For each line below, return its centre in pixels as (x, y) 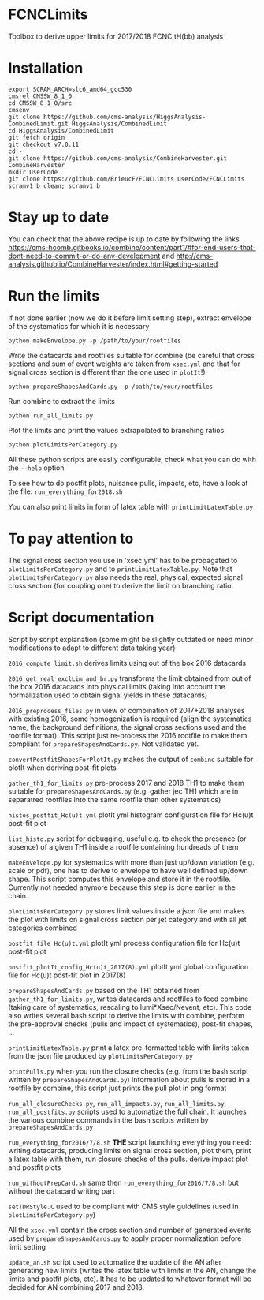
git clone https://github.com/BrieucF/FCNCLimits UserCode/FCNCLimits (126, 179)
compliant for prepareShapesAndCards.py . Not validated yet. (104, 744)
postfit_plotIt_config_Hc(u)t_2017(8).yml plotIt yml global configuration (128, 966)
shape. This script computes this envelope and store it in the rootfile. (119, 879)
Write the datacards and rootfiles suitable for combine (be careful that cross (131, 355)
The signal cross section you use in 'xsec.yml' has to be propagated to (123, 560)
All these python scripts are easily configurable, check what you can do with (132, 459)
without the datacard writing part (62, 1191)
